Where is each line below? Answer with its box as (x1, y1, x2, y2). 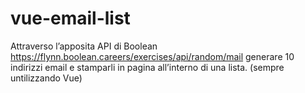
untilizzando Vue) (10, 72, 83, 84)
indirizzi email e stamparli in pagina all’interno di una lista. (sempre (10, 61, 285, 73)
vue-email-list (10, 7, 131, 30)
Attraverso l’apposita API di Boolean (10, 40, 158, 52)
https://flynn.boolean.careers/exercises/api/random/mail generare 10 (10, 50, 295, 62)
